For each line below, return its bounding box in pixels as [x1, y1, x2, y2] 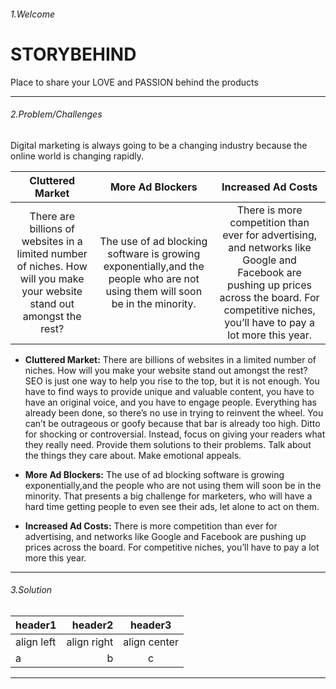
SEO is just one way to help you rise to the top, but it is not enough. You [24, 375, 320, 387]
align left [15, 635, 57, 649]
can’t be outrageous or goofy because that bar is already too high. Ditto [24, 417, 321, 429]
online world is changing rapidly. [10, 150, 145, 162]
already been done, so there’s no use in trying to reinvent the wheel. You [24, 406, 324, 419]
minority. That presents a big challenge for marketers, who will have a [24, 490, 313, 502]
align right [66, 635, 114, 649]
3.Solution [10, 584, 53, 596]
